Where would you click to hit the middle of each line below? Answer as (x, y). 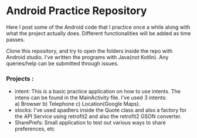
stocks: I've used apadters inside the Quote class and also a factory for (101, 110)
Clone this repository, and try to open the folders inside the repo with (89, 51)
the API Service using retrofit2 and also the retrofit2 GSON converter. (98, 116)
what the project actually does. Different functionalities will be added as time (98, 33)
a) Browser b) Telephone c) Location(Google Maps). (77, 104)
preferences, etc (35, 129)
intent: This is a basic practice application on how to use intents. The (97, 92)
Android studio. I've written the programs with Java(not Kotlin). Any (87, 57)
